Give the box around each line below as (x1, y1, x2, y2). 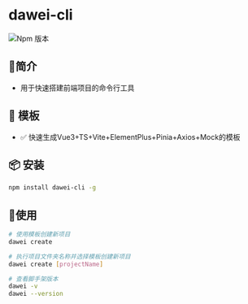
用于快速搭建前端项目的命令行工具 (20, 83, 135, 93)
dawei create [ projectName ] (8, 260, 104, 268)
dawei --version (8, 290, 63, 298)
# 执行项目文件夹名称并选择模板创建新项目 (8, 252, 132, 261)
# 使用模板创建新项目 (8, 230, 71, 239)
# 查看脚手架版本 (8, 275, 59, 283)
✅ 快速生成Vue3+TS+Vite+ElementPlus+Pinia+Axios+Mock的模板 (20, 132, 241, 141)
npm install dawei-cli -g (8, 184, 96, 192)
